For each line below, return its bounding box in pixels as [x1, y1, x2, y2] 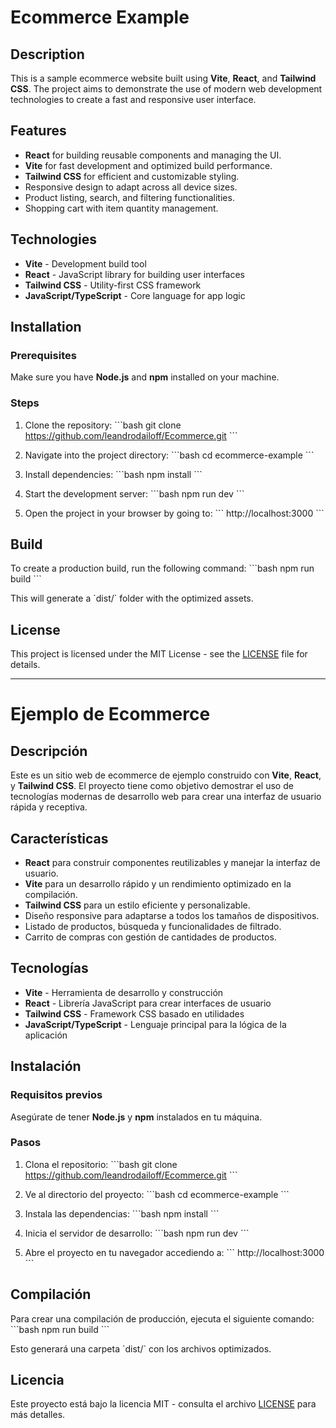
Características [10, 830, 109, 847]
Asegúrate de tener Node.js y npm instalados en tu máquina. [10, 1111, 263, 1123]
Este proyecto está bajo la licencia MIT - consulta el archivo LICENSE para [10, 1398, 317, 1410]
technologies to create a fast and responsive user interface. [10, 94, 257, 105]
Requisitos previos [10, 1088, 103, 1102]
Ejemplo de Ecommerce [10, 703, 211, 726]
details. [10, 659, 41, 671]
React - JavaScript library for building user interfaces [24, 268, 246, 280]
